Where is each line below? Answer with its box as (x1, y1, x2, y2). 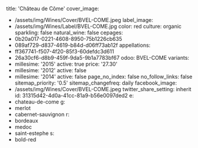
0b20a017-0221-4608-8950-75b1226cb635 (14, 36, 122, 42)
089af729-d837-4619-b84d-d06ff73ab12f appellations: (14, 41, 151, 49)
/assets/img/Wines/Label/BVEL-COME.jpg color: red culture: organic (14, 23, 182, 30)
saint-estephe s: (14, 130, 54, 137)
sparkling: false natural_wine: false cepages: (14, 29, 123, 36)
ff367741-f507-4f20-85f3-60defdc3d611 (14, 48, 114, 55)
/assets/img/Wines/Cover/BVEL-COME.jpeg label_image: (14, 17, 154, 23)
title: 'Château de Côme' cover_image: (6, 5, 99, 12)
